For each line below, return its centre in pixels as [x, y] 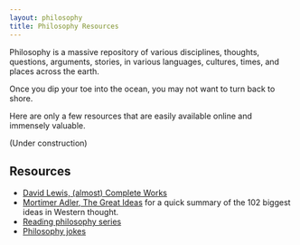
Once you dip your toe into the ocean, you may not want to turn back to [142, 89]
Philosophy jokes [54, 231]
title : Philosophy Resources [64, 26]
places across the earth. [54, 71]
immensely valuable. [47, 125]
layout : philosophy [46, 18]
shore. [21, 98]
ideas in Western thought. [70, 212]
